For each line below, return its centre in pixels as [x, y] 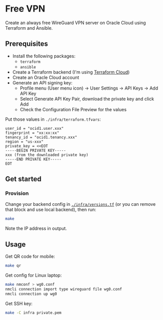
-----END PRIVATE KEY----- [33, 159]
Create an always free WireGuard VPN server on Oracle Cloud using [76, 23]
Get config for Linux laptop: [33, 275]
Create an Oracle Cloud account [46, 77]
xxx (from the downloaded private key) [47, 155]
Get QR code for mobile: [30, 257]
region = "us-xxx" [24, 141]
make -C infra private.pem [33, 312]
